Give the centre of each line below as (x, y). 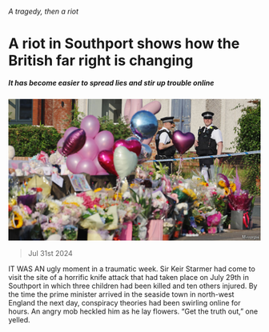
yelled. (19, 320)
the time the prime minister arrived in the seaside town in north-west (121, 294)
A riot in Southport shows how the (124, 43)
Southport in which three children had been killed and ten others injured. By (133, 286)
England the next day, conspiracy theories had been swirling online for (124, 303)
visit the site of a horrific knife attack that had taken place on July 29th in (129, 278)
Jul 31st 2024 (50, 254)
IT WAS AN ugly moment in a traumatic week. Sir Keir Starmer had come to (132, 269)
